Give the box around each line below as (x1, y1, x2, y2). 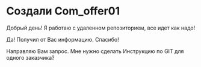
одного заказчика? (6, 54, 55, 61)
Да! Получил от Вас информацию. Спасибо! (6, 36, 119, 43)
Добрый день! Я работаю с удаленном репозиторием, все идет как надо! (6, 24, 196, 31)
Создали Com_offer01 (6, 4, 120, 18)
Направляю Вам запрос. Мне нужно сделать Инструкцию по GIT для (6, 47, 184, 55)
